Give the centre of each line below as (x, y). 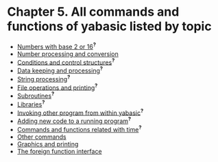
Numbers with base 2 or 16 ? (56, 46)
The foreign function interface (59, 151)
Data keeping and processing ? (60, 70)
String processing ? (44, 78)
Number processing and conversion (68, 54)
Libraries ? (31, 103)
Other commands (41, 137)
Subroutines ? (36, 95)
